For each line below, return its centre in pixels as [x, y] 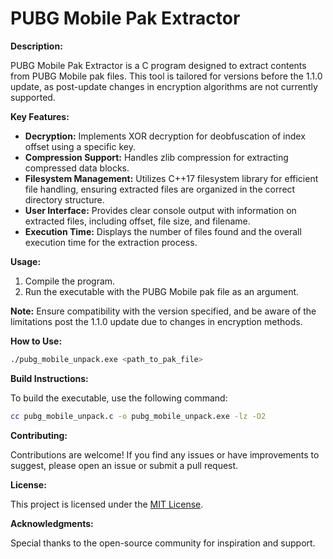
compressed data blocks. [77, 168]
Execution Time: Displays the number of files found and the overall [163, 231]
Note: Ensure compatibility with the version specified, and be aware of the [163, 311]
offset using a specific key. [80, 146]
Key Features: [40, 116]
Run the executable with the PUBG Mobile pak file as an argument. [162, 291]
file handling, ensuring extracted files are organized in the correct [160, 189]
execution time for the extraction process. [111, 242]
